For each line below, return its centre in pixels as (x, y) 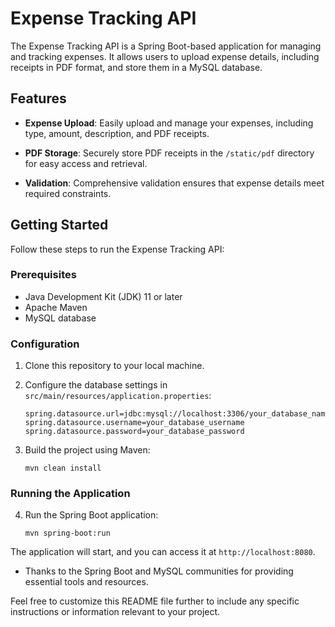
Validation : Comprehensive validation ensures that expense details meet (174, 183)
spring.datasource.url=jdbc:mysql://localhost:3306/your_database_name (177, 414)
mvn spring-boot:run (67, 533)
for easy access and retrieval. (86, 163)
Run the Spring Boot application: (91, 515)
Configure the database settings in (96, 385)
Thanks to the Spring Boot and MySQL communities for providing (159, 571)
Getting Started (59, 225)
